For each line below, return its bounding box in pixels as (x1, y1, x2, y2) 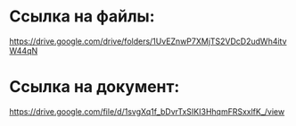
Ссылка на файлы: (9, 6, 155, 27)
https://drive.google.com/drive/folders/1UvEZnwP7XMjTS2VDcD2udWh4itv (9, 36, 287, 46)
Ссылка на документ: (9, 77, 180, 97)
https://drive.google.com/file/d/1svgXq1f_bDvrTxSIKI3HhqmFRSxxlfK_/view (9, 105, 285, 117)
